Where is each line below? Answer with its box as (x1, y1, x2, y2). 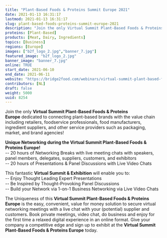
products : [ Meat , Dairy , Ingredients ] (5, 35, 85, 40)
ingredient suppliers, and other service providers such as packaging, (5, 125, 146, 131)
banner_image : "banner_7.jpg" (5, 58, 68, 63)
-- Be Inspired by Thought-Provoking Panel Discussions (5, 181, 119, 187)
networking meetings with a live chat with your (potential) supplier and (5, 206, 150, 212)
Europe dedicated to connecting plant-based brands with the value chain (5, 114, 155, 120)
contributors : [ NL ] (5, 81, 46, 86)
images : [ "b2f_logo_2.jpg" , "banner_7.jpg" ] (5, 49, 97, 54)
